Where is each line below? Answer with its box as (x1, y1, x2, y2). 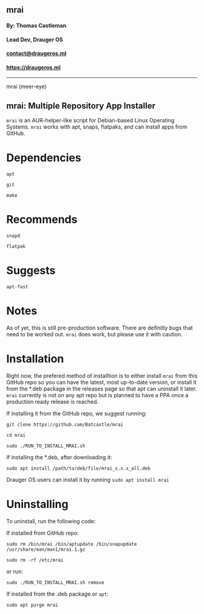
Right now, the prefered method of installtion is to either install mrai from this (6, 372, 198, 379)
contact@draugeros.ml (6, 50, 67, 57)
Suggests (6, 264, 56, 278)
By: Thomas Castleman (6, 21, 67, 29)
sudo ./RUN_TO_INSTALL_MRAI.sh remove (6, 579, 104, 585)
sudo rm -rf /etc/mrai (6, 557, 64, 563)
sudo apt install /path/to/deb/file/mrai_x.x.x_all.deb (6, 465, 151, 471)
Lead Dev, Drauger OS (6, 36, 63, 43)
